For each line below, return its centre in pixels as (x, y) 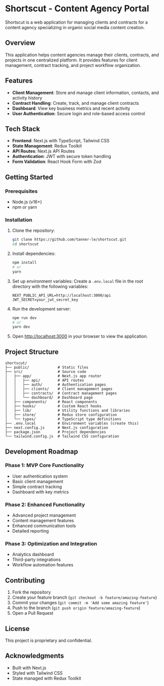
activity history (27, 98)
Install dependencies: (34, 253)
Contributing (25, 580)
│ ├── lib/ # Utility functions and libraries (68, 411)
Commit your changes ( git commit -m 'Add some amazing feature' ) (81, 603)
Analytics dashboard (33, 555)
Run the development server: (41, 309)
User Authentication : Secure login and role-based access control (79, 113)
